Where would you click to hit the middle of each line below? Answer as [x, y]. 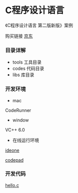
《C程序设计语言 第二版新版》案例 [39, 25]
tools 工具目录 [27, 62]
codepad [14, 160]
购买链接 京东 [19, 36]
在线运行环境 [25, 140]
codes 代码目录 [28, 69]
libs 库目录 [23, 75]
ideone [12, 150]
